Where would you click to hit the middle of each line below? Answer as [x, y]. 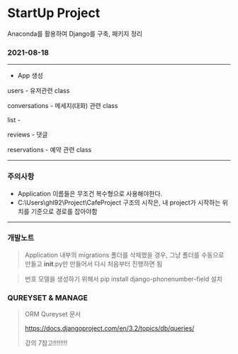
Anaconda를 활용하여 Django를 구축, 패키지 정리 [75, 33]
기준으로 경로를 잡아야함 [64, 211]
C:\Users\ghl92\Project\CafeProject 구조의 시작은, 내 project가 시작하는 [119, 202]
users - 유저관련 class [39, 91]
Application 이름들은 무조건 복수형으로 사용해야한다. [90, 193]
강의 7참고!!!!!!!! [46, 343]
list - [14, 120]
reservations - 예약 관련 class [50, 150]
